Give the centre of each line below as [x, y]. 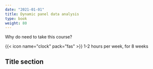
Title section [24, 61]
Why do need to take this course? [39, 37]
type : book [16, 18]
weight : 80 [16, 23]
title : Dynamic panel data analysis [42, 14]
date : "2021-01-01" [25, 9]
